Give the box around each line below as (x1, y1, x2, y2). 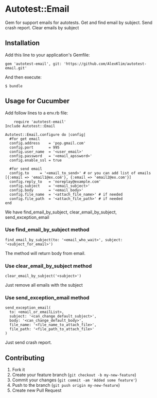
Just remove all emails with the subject (5, 282, 83, 288)
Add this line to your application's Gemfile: (5, 52, 90, 58)
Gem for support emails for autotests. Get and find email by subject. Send (5, 20, 153, 25)
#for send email (9, 166, 42, 171)
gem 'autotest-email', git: (5, 61, 62, 66)
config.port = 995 (9, 145, 60, 150)
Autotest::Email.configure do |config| (5, 132, 86, 137)
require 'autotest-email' (14, 119, 67, 124)
